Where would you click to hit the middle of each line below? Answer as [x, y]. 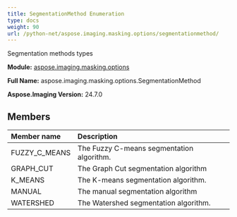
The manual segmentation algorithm [137, 192]
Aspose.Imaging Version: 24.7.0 [55, 94]
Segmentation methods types [50, 54]
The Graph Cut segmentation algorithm [142, 168]
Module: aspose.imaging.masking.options [68, 67]
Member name [36, 137]
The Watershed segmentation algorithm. [144, 203]
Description [97, 137]
